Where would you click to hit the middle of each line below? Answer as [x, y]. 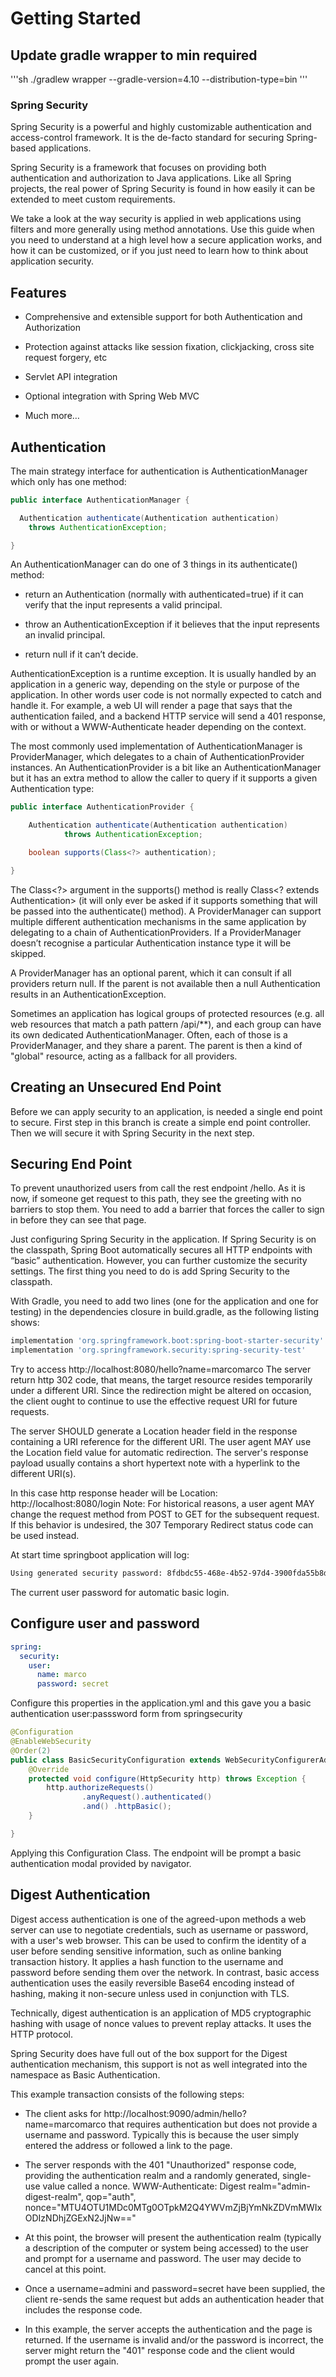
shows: [25, 1323]
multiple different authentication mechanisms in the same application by [158, 921]
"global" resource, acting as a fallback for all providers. [124, 1056]
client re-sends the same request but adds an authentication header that [174, 2299]
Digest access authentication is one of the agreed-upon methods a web [158, 1919]
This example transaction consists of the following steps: [127, 2094]
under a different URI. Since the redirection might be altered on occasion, [161, 1391]
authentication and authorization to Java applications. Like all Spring [151, 178]
